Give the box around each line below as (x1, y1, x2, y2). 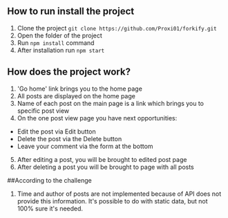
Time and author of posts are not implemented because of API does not (17, 190, 222, 198)
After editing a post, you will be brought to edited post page (17, 155, 187, 163)
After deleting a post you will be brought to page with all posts (17, 163, 195, 171)
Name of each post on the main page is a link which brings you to (17, 99, 205, 107)
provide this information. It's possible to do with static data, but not (17, 197, 209, 205)
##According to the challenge (7, 176, 92, 184)
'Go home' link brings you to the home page (17, 84, 143, 93)
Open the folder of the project (17, 31, 102, 39)
